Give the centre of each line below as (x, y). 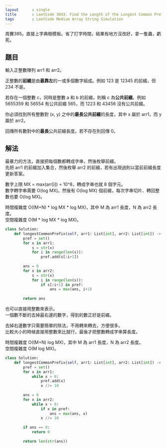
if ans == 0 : (37, 428)
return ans (34, 299)
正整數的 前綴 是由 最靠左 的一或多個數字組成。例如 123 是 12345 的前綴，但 (81, 81)
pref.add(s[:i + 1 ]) (60, 257)
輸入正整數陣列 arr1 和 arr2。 (35, 70)
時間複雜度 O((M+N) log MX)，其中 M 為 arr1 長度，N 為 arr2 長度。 (74, 342)
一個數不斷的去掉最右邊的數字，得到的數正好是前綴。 (60, 315)
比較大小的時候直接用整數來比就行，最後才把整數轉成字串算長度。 (73, 332)
